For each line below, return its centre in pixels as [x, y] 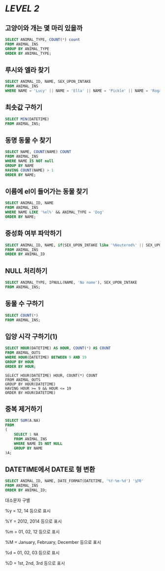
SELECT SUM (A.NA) [23, 421]
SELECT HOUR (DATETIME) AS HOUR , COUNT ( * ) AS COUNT [58, 348]
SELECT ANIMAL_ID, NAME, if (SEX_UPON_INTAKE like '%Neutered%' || [74, 245]
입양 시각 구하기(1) [31, 337]
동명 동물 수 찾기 [28, 140]
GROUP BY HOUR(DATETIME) [30, 384]
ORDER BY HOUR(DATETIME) [30, 393]
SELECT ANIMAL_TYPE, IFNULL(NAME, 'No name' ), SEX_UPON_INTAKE [71, 283]
